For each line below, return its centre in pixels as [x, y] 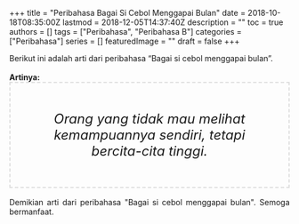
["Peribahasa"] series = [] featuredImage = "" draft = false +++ [125, 41]
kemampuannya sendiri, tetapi [149, 135]
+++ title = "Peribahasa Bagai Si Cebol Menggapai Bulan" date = [128, 13]
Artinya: [24, 77]
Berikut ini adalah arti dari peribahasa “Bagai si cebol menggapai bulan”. [141, 58]
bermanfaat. [32, 212]
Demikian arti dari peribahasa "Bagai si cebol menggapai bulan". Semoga [149, 202]
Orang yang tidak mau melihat [149, 119]
